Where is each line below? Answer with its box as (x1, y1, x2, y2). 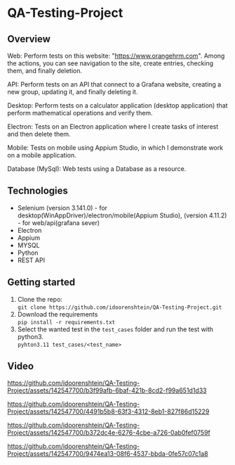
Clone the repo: (17, 295, 63, 303)
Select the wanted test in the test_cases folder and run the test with (17, 325, 214, 333)
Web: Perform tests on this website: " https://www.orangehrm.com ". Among (7, 51, 225, 60)
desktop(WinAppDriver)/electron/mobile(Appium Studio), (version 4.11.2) (17, 211, 227, 219)
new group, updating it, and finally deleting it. (7, 88, 138, 96)
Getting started (7, 276, 76, 288)
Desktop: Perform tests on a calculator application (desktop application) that (7, 101, 228, 110)
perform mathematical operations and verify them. (7, 109, 153, 117)
